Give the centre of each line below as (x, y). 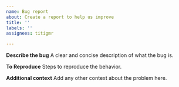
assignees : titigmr (30, 34)
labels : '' (19, 28)
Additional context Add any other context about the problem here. (87, 78)
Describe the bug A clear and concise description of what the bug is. (90, 55)
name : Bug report (27, 11)
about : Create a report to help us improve (60, 17)
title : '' (18, 22)
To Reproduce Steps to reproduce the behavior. (64, 67)
